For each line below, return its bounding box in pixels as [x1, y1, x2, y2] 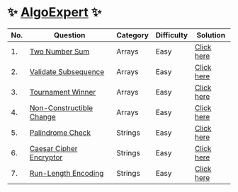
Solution [196, 30, 225, 40]
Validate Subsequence [29, 66, 105, 76]
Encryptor [29, 152, 63, 162]
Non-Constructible [29, 103, 93, 113]
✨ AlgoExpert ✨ [7, 4, 102, 20]
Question [53, 30, 86, 40]
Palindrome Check [29, 128, 91, 138]
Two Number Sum [29, 47, 90, 56]
